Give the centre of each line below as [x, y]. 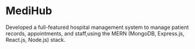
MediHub [29, 11]
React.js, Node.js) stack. [36, 40]
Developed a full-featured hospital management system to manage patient [97, 27]
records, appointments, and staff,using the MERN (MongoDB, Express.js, [95, 33]
